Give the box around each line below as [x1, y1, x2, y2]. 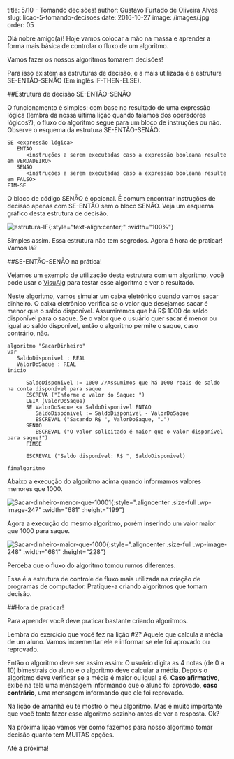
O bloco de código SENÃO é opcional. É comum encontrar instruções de [7, 194, 216, 202]
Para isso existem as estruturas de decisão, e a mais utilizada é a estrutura [7, 69, 222, 77]
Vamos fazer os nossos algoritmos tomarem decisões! [7, 55, 163, 64]
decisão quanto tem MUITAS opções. [7, 730, 115, 739]
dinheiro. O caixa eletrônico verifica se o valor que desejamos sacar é [7, 299, 208, 307]
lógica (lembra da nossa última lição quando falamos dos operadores [7, 111, 206, 119]
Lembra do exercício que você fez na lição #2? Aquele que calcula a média [7, 630, 224, 639]
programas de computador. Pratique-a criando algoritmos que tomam [7, 582, 208, 590]
